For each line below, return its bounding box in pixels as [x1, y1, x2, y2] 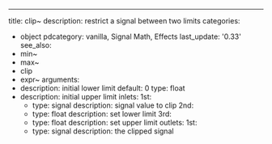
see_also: [19, 40, 52, 49]
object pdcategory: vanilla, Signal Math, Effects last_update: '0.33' [19, 32, 241, 41]
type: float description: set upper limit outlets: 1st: [32, 118, 198, 127]
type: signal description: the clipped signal [32, 126, 174, 136]
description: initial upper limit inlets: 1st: [19, 92, 152, 101]
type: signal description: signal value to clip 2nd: [32, 100, 194, 110]
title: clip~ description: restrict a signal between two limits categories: [8, 16, 240, 25]
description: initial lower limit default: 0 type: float [19, 83, 185, 93]
